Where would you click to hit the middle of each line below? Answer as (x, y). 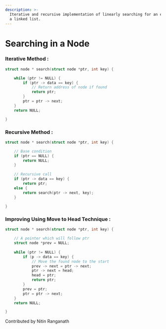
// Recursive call (33, 174)
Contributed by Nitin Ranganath (37, 321)
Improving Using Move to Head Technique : (58, 219)
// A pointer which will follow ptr (52, 238)
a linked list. (25, 19)
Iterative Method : (27, 59)
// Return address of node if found (69, 87)
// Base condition (33, 151)
